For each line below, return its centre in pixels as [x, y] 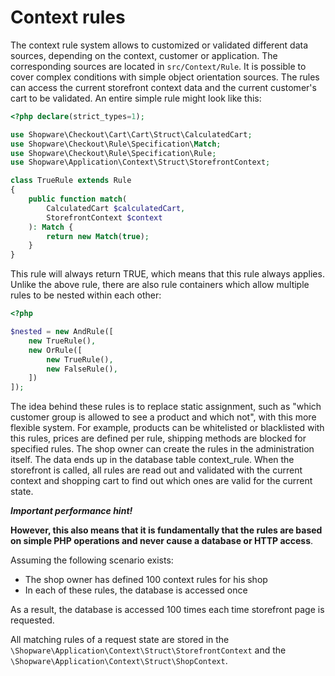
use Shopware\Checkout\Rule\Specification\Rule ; [113, 153]
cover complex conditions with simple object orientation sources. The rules [165, 77]
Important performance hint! [71, 511]
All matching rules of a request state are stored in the [120, 640]
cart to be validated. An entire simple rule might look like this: [136, 98]
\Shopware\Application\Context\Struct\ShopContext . [119, 661]
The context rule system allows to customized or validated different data [159, 45]
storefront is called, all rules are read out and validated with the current [156, 470]
